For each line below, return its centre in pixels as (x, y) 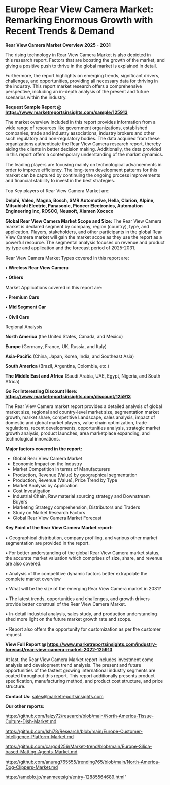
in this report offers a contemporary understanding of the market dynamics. (84, 154)
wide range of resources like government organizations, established (76, 128)
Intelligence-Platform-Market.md (40, 736)
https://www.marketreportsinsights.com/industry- (102, 644)
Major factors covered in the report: (44, 449)
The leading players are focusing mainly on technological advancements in (83, 164)
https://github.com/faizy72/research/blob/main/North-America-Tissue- (79, 716)
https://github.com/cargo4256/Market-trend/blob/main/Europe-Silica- (79, 746)
